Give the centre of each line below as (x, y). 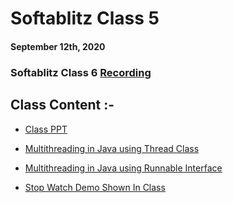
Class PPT (46, 129)
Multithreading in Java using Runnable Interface (123, 168)
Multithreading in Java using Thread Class (112, 148)
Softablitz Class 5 (85, 18)
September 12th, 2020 (58, 46)
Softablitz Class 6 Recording (81, 72)
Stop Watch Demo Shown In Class (95, 187)
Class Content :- (62, 105)
